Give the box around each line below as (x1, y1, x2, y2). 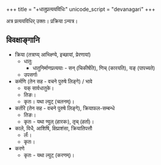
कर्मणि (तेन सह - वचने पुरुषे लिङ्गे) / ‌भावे (14, 77, 93, 85)
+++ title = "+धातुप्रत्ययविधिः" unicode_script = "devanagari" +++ (6, 6, 156, 13)
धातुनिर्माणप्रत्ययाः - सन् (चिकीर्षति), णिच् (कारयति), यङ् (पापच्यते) (32, 64, 156, 71)
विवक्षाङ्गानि (6, 35, 40, 45)
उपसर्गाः (23, 71, 38, 78)
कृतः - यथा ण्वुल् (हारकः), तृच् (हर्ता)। (23, 118, 94, 125)
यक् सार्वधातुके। (23, 84, 55, 92)
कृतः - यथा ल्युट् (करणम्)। (23, 151, 75, 158)
